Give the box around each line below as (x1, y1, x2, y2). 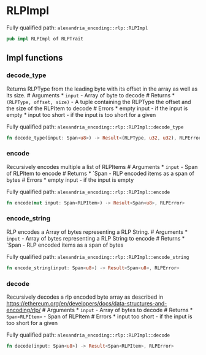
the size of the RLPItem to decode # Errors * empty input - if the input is (6, 105, 188, 112)
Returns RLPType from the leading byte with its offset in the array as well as (6, 85, 198, 92)
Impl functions (6, 53, 63, 63)
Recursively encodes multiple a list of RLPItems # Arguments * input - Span (6, 163, 198, 170)
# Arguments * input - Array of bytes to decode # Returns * (42, 307, 193, 314)
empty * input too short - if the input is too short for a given (6, 111, 156, 118)
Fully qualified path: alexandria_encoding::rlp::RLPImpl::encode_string (6, 253, 189, 260)
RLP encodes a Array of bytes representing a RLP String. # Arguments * (6, 228, 188, 236)
